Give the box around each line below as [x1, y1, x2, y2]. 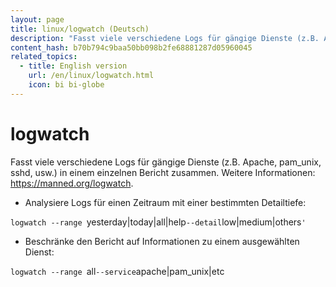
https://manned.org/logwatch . [10, 177, 134, 189]
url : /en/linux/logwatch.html [28, 71, 155, 81]
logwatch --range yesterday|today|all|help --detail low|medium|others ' [10, 216, 307, 228]
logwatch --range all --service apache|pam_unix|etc [10, 265, 225, 277]
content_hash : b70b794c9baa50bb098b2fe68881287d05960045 [10, 42, 253, 53]
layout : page [10, 14, 65, 25]
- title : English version [19, 61, 128, 71]
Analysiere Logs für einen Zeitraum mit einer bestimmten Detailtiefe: [24, 196, 307, 208]
